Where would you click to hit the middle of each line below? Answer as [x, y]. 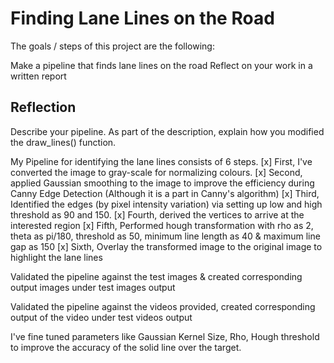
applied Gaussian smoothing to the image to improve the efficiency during [162, 183]
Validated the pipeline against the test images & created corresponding [156, 276]
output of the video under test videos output [101, 317]
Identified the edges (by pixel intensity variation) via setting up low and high [166, 204]
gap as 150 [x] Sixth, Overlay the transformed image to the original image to [166, 246]
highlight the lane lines [56, 257]
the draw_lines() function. [63, 142]
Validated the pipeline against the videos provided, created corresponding [163, 306]
